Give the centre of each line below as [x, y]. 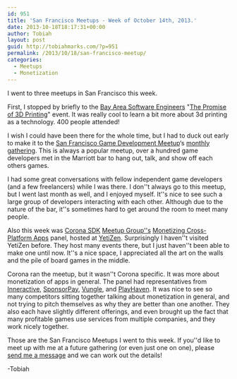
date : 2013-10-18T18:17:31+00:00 [56, 27]
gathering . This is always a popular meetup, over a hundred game [103, 150]
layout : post [26, 40]
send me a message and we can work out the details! [85, 355]
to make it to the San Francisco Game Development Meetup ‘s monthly [109, 143]
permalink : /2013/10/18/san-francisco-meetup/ [77, 54]
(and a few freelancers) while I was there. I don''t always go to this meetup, [117, 186]
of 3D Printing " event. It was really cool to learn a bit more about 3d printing [117, 114]
